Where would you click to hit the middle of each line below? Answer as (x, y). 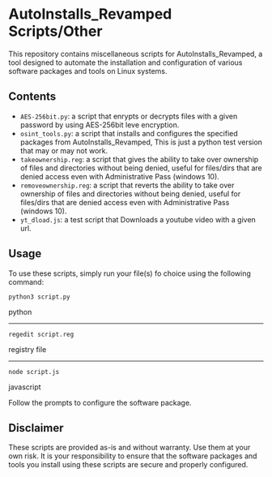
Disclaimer (36, 428)
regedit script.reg (41, 334)
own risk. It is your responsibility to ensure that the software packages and (133, 456)
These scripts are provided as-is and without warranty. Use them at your (130, 448)
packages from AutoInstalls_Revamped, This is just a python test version (141, 142)
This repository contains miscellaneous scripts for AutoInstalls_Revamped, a (136, 54)
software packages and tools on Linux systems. (88, 71)
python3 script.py (39, 297)
